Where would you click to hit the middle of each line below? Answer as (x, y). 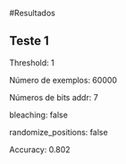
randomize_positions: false (59, 132)
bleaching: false (39, 115)
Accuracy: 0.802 (40, 149)
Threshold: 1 (32, 63)
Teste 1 (29, 41)
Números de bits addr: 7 (54, 97)
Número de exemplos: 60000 (63, 80)
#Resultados (32, 13)
